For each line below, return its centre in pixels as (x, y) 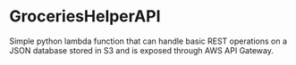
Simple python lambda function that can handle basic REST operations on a (148, 41)
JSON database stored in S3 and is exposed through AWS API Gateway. (142, 50)
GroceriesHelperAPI (85, 16)
